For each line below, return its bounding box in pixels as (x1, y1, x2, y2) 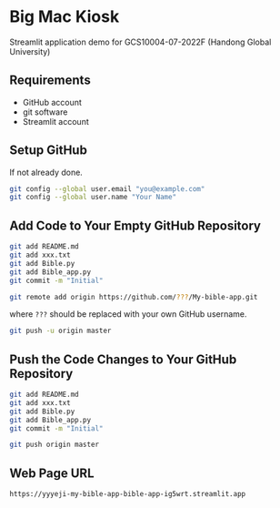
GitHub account (22, 97, 82, 107)
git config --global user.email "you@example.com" (9, 184, 205, 193)
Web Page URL (9, 465, 95, 481)
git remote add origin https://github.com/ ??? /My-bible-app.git (9, 292, 258, 301)
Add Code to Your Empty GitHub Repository (9, 218, 262, 233)
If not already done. (9, 167, 84, 178)
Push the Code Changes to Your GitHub (9, 351, 237, 367)
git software (22, 107, 68, 117)
